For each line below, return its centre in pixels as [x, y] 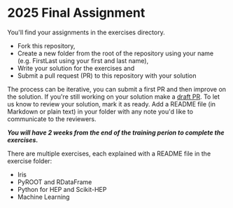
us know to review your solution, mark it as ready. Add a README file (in [111, 104]
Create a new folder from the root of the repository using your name [115, 53]
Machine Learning [43, 197]
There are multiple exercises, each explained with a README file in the [109, 153]
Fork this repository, [46, 46]
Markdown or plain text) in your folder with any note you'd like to [100, 111]
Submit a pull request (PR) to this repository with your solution [107, 76]
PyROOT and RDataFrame [55, 182]
